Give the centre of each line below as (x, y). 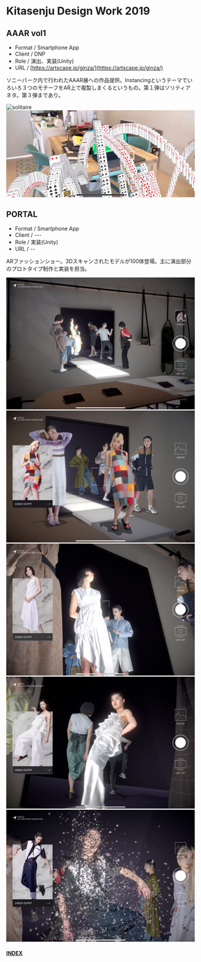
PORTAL (22, 214)
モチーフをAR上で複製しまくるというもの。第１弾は (101, 88)
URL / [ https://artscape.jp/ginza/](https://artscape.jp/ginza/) (89, 68)
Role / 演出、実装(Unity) (44, 61)
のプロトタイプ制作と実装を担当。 (48, 269)
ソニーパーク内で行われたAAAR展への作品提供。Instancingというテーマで (97, 80)
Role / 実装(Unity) (36, 242)
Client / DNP (30, 54)
